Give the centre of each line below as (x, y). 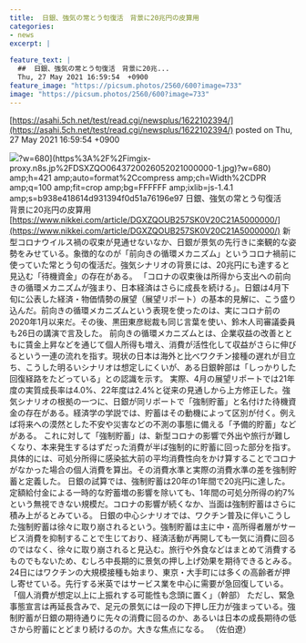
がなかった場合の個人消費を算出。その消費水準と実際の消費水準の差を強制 (149, 469)
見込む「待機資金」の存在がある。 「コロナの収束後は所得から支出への (142, 276)
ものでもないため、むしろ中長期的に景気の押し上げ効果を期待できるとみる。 (153, 560)
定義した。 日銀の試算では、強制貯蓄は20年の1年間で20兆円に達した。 (158, 481)
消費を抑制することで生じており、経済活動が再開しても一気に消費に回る (160, 537)
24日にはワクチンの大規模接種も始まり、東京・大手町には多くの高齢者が (146, 572)
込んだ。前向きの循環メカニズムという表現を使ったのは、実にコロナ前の (145, 310)
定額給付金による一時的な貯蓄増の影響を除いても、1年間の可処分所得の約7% (153, 492)
